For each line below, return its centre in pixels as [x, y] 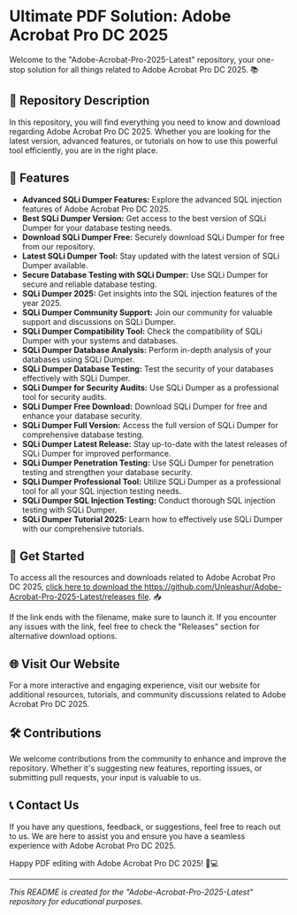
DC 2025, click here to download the [76, 587]
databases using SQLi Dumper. [78, 359]
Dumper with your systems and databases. [100, 340]
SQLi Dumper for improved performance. [96, 453]
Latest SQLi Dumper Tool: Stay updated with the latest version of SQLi [151, 256]
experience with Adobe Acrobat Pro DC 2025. [93, 845]
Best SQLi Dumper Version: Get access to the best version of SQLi [144, 218]
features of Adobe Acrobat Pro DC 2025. [96, 209]
